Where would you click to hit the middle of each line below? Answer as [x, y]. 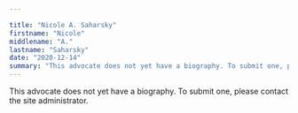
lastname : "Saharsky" [49, 49]
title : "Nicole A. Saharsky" [63, 25]
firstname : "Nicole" [47, 33]
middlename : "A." [41, 41]
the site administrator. [49, 101]
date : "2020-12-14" [45, 58]
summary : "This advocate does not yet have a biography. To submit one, [146, 66]
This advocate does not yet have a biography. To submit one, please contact [149, 91]
